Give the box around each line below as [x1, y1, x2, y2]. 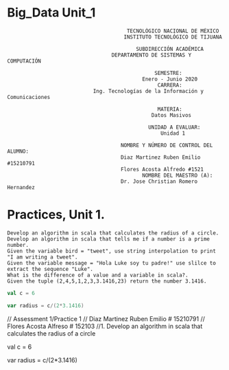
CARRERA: [157, 81, 183, 89]
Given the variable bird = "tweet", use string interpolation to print [7, 248, 216, 254]
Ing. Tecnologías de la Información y [93, 87, 204, 94]
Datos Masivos [151, 111, 192, 118]
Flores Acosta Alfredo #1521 [120, 166, 204, 173]
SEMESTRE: [154, 69, 183, 76]
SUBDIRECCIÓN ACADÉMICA [136, 45, 204, 52]
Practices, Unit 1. [7, 207, 105, 223]
